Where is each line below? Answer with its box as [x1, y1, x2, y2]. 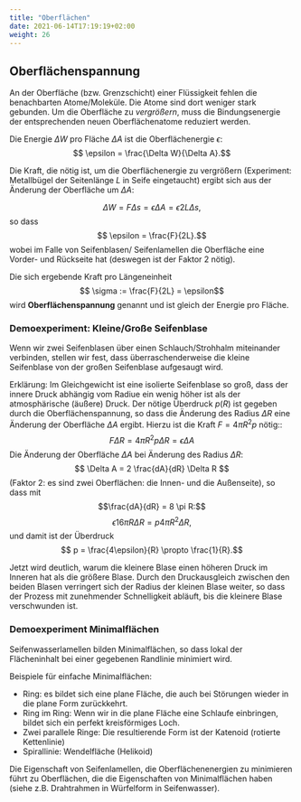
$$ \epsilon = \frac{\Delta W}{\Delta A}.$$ [72, 148, 231, 159]
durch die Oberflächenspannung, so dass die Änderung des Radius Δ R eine [9, 408, 291, 419]
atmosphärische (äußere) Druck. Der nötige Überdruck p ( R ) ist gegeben [9, 398, 277, 409]
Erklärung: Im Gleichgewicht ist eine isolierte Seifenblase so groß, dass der [9, 379, 288, 390]
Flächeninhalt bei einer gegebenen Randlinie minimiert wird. [9, 653, 233, 664]
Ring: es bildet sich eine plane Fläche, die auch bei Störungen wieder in [22, 688, 289, 699]
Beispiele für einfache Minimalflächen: [9, 670, 152, 682]
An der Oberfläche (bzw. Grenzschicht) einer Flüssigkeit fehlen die [9, 88, 258, 98]
